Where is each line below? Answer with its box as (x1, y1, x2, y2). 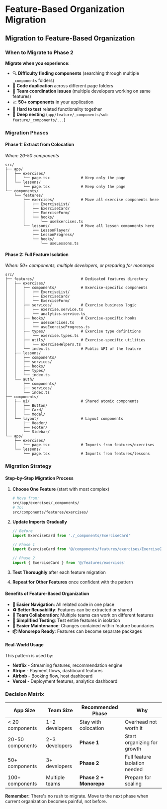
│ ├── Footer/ (5, 425, 48, 430)
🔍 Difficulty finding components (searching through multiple (12, 70, 139, 76)
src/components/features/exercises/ (12, 510, 88, 515)
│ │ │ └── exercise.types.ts (5, 333, 79, 338)
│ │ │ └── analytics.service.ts (5, 311, 85, 316)
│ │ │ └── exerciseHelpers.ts (5, 342, 81, 347)
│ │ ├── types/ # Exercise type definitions (5, 329, 141, 334)
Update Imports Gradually (12, 519, 67, 525)
